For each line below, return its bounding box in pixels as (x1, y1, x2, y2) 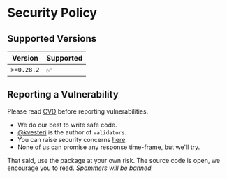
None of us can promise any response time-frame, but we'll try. (17, 143, 200, 151)
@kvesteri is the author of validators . (17, 127, 127, 137)
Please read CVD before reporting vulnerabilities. (7, 107, 149, 116)
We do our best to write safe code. (17, 120, 117, 129)
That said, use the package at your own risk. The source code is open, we (7, 156, 221, 164)
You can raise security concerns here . (17, 135, 127, 143)
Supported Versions (7, 33, 96, 45)
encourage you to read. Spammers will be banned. (7, 164, 154, 172)
